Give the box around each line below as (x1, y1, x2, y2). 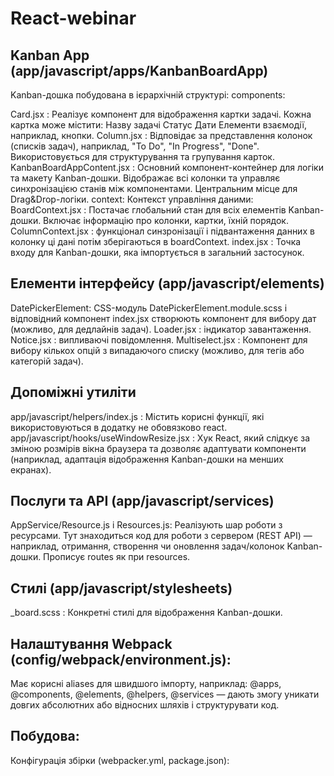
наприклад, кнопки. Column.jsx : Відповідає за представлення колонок (10, 130, 313, 141)
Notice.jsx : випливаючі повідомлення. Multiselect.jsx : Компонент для (10, 333, 308, 346)
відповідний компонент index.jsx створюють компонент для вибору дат (10, 312, 317, 324)
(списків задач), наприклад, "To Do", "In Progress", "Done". (10, 140, 260, 152)
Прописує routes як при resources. (43, 551, 191, 563)
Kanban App (10, 47, 90, 64)
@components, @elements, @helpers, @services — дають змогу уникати (10, 688, 320, 701)
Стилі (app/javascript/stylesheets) (10, 580, 233, 597)
